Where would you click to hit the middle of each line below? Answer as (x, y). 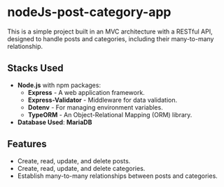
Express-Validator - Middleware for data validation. (102, 100)
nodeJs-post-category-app (89, 12)
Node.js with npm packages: (59, 85)
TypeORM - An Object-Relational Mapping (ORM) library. (110, 114)
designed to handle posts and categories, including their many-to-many (111, 38)
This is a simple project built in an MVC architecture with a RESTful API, (110, 31)
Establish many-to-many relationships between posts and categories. (118, 176)
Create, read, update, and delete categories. (81, 168)
